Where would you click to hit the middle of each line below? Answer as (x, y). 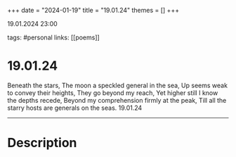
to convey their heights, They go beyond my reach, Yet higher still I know (113, 93)
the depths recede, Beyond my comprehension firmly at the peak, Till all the (117, 100)
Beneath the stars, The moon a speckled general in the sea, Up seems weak (118, 85)
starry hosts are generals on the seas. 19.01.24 (75, 108)
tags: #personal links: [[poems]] (53, 37)
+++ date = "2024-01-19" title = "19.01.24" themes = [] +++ (93, 10)
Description (42, 143)
